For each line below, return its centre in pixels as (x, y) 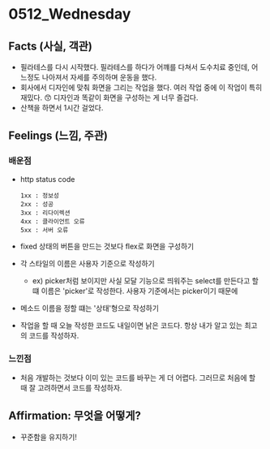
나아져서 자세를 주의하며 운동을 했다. (99, 77)
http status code (47, 179)
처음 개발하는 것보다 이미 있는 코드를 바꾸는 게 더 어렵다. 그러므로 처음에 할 (138, 378)
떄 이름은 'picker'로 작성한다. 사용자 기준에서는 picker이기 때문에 (135, 291)
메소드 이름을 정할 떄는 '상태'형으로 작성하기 (90, 308)
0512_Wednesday (70, 14)
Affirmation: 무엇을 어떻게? (75, 416)
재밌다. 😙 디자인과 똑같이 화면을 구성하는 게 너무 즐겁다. (109, 97)
